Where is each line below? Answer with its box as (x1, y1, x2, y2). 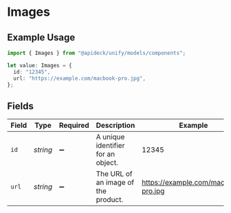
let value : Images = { (7, 62, 72, 69)
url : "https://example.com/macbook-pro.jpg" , (13, 75, 146, 82)
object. (96, 158, 118, 168)
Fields (7, 100, 34, 112)
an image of (96, 178, 135, 188)
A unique (96, 132, 125, 142)
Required (58, 121, 89, 131)
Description (96, 121, 135, 131)
